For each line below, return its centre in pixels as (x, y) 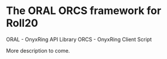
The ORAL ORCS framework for (84, 11)
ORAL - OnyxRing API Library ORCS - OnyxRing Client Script (79, 39)
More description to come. (38, 50)
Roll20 (22, 23)
